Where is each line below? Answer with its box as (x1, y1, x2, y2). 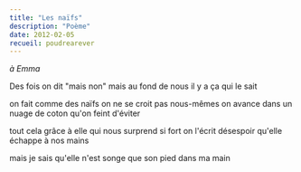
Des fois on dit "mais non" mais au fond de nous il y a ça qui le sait (9, 81, 258, 91)
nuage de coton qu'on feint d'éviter (9, 108, 141, 119)
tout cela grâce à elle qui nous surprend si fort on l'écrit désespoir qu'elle (9, 126, 283, 137)
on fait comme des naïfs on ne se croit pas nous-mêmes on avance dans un (9, 99, 293, 110)
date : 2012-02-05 (9, 30, 75, 39)
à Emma (9, 63, 41, 74)
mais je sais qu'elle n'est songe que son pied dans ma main (9, 153, 230, 164)
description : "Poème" (9, 22, 91, 31)
